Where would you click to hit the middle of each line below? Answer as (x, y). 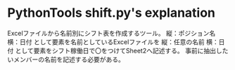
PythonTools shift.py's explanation (112, 13)
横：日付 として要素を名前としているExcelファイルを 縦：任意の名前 (106, 42)
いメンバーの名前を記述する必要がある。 (66, 59)
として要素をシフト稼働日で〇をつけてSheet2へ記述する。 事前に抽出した (122, 50)
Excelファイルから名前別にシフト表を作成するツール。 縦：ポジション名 (112, 33)
